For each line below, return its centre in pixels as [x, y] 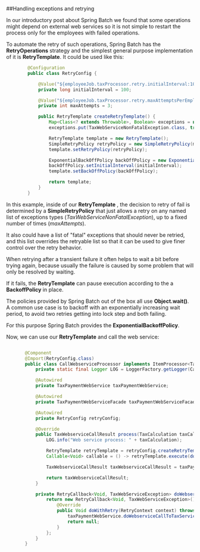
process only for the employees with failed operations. [73, 33]
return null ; [84, 522]
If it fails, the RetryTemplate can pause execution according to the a [90, 283]
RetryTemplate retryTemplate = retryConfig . [102, 451]
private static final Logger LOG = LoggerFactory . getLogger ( [113, 369]
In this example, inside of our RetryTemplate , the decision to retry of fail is [98, 204]
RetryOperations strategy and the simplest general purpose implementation [100, 51]
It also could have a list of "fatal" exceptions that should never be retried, [96, 235]
